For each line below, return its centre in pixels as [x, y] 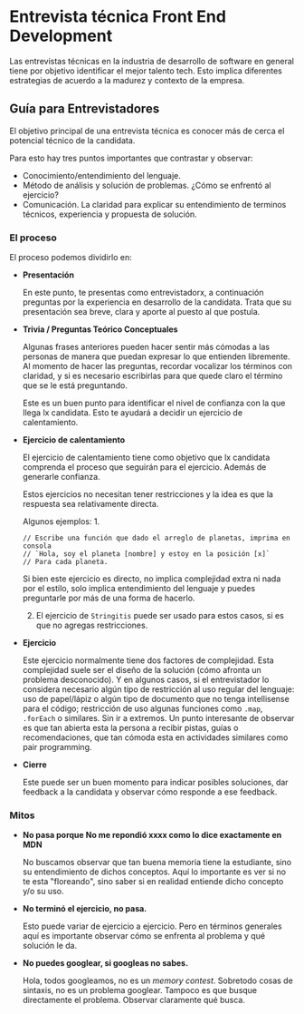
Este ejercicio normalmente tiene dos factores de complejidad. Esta [148, 660]
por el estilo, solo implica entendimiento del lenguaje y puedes [139, 589]
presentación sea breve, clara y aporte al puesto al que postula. [141, 312]
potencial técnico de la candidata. [72, 140]
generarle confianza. [62, 477]
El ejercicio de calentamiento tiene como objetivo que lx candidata [146, 458]
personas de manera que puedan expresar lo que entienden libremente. [157, 356]
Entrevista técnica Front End [118, 17]
